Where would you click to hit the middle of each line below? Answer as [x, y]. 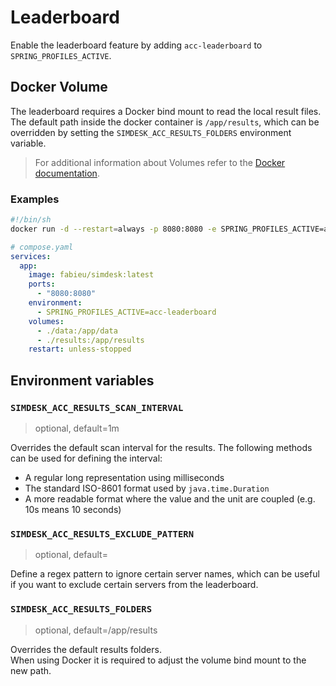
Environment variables [82, 380]
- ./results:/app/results [90, 340]
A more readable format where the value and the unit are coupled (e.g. [170, 498]
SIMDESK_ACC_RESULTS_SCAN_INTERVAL [97, 407]
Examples [35, 199]
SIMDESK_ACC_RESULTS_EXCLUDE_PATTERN [102, 534]
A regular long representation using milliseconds [124, 477]
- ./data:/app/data [77, 331]
